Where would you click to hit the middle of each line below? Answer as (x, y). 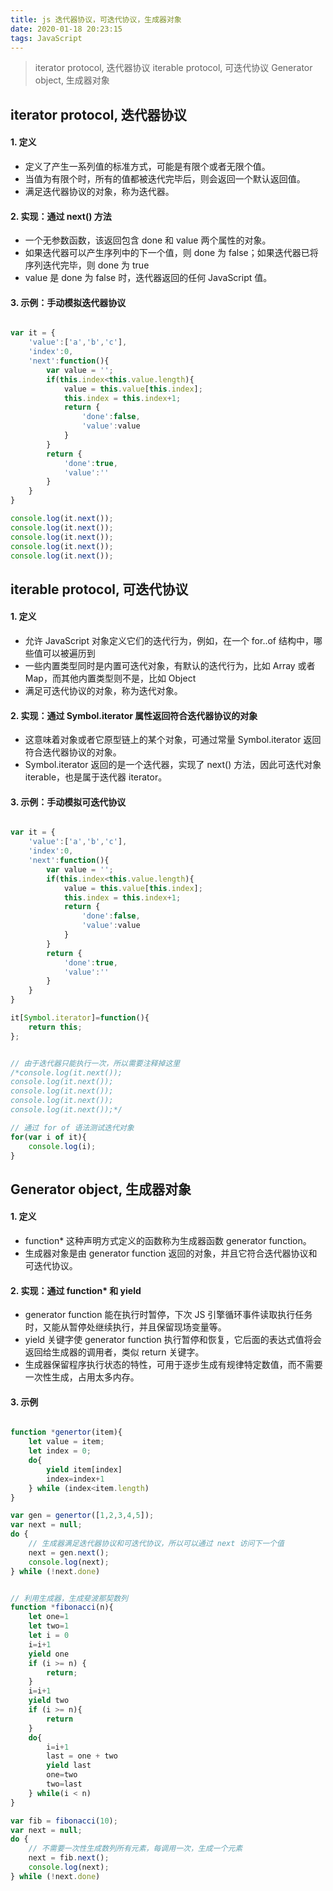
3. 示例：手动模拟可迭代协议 (68, 802)
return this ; (55, 1027)
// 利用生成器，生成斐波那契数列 (69, 1598)
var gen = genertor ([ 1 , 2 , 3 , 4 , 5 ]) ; (82, 1516)
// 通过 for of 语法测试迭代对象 (72, 1127)
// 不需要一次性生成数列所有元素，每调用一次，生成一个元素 (135, 1849)
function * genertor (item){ (66, 1432)
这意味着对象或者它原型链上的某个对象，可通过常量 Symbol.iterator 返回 (173, 740)
